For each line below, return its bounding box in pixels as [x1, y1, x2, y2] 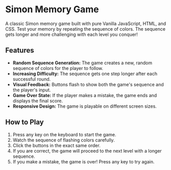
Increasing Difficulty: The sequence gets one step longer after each [12, 70, 157, 77]
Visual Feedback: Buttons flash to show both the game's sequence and [12, 81, 164, 87]
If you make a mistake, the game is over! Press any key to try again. [12, 158, 155, 164]
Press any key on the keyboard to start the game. [12, 131, 116, 137]
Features [5, 46, 34, 55]
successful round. [12, 76, 51, 82]
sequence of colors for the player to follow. [12, 65, 104, 71]
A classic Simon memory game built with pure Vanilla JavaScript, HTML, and [5, 20, 166, 27]
